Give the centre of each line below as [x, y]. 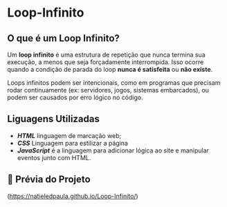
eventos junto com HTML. [54, 157]
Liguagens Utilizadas [54, 119]
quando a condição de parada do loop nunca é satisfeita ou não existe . [110, 69]
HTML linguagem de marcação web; [69, 135]
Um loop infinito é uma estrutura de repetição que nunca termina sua [106, 55]
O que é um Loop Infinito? [63, 38]
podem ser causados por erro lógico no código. [75, 97]
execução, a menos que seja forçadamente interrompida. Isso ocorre [106, 62]
